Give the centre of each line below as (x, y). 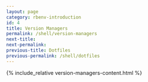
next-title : (21, 39)
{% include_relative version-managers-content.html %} (74, 72)
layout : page (22, 12)
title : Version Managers (37, 28)
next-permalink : (26, 45)
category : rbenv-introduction (44, 17)
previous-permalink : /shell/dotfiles (53, 56)
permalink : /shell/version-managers (52, 34)
